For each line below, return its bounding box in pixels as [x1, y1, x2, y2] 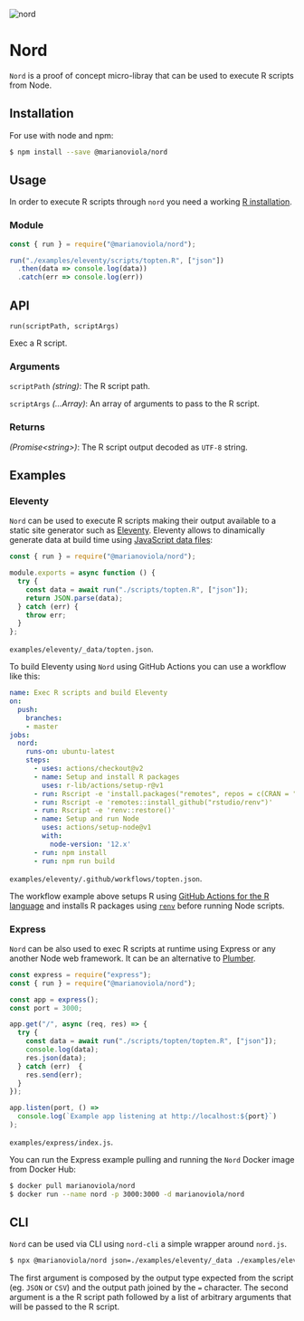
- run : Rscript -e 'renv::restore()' [33, 806, 176, 815]
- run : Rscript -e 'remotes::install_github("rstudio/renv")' [33, 797, 273, 807]
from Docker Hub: [9, 1164, 77, 1174]
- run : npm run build [33, 856, 116, 866]
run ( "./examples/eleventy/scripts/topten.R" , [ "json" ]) [9, 256, 224, 265]
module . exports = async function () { [9, 568, 156, 578]
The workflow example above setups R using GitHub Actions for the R [9, 890, 270, 901]
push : [17, 705, 39, 714]
